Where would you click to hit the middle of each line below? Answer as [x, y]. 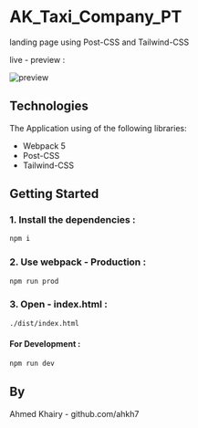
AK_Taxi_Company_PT [96, 17]
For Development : [45, 344]
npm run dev [32, 363]
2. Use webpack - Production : [78, 262]
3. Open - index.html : [58, 305]
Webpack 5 [44, 146]
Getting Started [54, 194]
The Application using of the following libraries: [98, 128]
